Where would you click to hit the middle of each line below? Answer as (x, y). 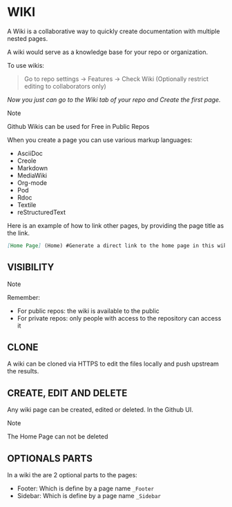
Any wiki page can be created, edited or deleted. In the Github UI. (100, 410)
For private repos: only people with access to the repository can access (119, 318)
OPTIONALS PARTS (50, 458)
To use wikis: (26, 65)
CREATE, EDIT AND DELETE (67, 393)
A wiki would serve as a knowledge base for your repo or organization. (108, 52)
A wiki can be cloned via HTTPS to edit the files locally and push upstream (113, 364)
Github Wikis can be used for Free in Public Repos (78, 126)
